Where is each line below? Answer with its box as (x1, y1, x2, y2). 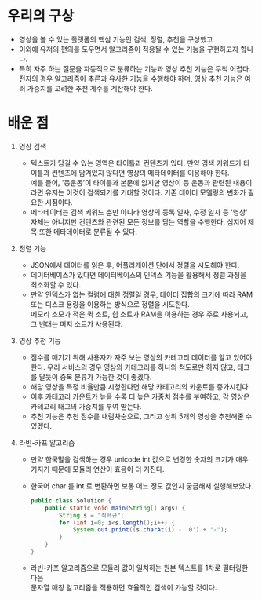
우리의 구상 (7, 7, 75, 25)
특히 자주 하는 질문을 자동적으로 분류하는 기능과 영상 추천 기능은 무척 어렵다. (18, 64, 252, 73)
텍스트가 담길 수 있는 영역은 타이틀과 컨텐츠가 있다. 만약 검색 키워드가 (30, 158, 242, 167)
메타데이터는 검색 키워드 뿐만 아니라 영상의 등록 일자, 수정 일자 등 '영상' (30, 207, 248, 217)
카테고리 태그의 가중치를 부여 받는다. (30, 401, 142, 411)
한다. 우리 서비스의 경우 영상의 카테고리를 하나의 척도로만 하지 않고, (30, 362, 236, 371)
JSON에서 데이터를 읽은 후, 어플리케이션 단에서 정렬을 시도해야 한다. (30, 260, 240, 269)
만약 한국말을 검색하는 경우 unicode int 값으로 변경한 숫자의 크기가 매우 (30, 455, 249, 464)
